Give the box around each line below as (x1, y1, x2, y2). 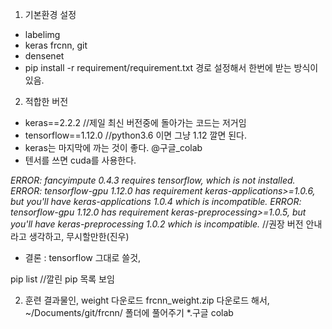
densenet (24, 50, 65, 62)
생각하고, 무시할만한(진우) (28, 231, 130, 242)
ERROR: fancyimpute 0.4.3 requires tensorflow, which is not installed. (10, 174, 296, 186)
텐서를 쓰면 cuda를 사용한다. (24, 154, 137, 166)
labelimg (24, 29, 61, 40)
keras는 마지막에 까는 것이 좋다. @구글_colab (24, 142, 203, 153)
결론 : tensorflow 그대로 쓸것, (24, 252, 142, 263)
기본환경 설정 (24, 9, 77, 20)
